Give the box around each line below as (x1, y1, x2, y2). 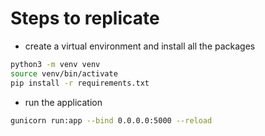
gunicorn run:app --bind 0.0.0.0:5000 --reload (10, 115, 213, 126)
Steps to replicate (10, 7, 160, 30)
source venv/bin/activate (10, 68, 118, 79)
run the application (24, 96, 103, 108)
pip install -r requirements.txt (10, 78, 150, 88)
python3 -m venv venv (10, 59, 101, 69)
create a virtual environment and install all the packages (24, 40, 256, 52)
